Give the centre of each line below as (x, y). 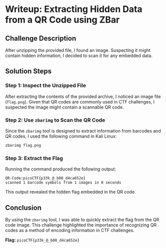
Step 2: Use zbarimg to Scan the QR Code (55, 120)
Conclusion (23, 208)
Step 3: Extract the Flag (34, 158)
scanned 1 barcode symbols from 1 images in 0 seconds (63, 183)
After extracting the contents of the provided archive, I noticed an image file (83, 96)
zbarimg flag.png (23, 145)
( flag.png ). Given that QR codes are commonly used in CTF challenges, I (80, 101)
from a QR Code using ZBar (62, 20)
